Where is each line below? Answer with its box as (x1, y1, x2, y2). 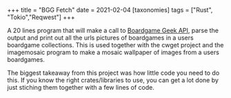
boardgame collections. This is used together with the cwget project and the (7, 41, 224, 49)
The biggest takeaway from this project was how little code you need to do (7, 69, 220, 77)
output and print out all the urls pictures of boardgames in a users (7, 34, 194, 42)
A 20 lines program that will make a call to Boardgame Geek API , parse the (7, 27, 219, 34)
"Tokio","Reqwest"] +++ (7, 13, 76, 21)
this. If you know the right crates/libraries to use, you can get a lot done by (7, 76, 219, 84)
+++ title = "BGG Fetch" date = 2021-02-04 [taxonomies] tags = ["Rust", (7, 6, 213, 14)
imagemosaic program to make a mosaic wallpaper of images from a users (7, 48, 219, 56)
